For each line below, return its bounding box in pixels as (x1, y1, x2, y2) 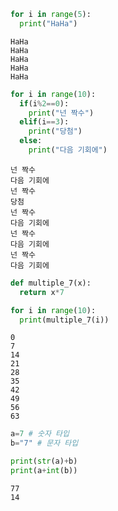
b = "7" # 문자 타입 (10, 438, 79, 449)
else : (19, 136, 43, 146)
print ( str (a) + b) (10, 456, 78, 467)
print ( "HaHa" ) (19, 18, 78, 29)
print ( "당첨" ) (28, 126, 83, 137)
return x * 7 (19, 287, 65, 297)
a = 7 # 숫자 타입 (10, 429, 70, 439)
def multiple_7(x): (10, 278, 92, 288)
